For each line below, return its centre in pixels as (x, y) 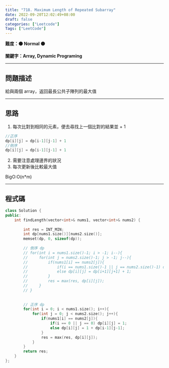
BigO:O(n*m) (19, 177)
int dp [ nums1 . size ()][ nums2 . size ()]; (63, 234)
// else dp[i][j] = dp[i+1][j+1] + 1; (77, 272)
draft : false (19, 19)
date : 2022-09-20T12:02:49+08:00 (40, 15)
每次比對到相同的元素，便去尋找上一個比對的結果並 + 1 (69, 126)
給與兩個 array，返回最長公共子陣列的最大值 (51, 91)
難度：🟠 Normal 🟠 (25, 44)
